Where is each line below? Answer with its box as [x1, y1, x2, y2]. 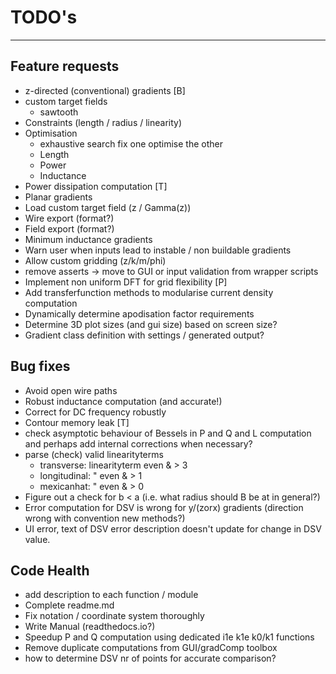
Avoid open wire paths [24, 384, 118, 396]
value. [24, 533, 51, 545]
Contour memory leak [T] [24, 416, 130, 428]
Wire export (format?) [24, 212, 115, 224]
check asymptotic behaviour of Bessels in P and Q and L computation [24, 427, 312, 439]
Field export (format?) [24, 222, 115, 235]
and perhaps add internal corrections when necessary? [24, 437, 253, 450]
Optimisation [24, 127, 78, 139]
